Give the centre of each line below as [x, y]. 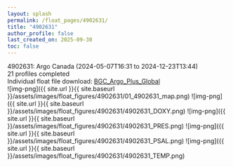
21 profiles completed [39, 74]
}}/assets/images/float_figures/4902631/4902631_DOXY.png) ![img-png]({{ [116, 111]
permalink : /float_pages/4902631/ [58, 20]
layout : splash [29, 14]
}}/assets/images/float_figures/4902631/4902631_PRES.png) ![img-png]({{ [116, 126]
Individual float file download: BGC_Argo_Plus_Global [84, 81]
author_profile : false [40, 33]
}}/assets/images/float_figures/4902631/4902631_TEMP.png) [96, 156]
